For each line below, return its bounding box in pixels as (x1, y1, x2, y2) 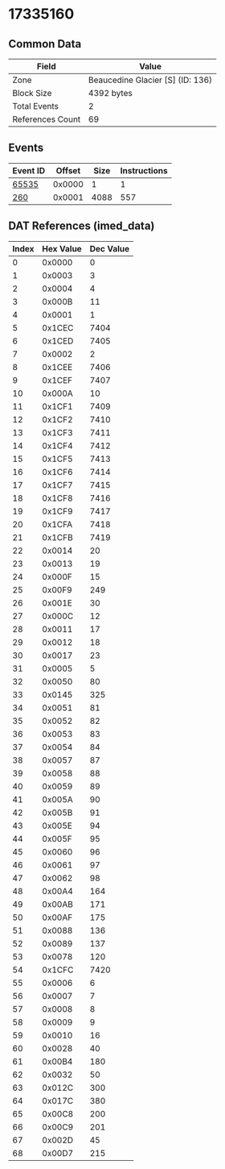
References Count (12, 114, 81, 125)
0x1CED (42, 335, 74, 347)
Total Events (12, 101, 59, 111)
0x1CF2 (42, 414, 74, 425)
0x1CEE (42, 361, 73, 372)
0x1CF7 (42, 479, 74, 490)
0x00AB (42, 898, 74, 909)
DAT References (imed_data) (8, 219, 155, 233)
